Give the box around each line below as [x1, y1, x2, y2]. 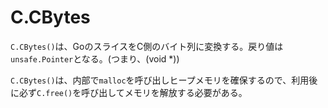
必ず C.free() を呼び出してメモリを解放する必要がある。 [18, 86, 248, 98]
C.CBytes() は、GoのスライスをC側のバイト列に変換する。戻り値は [10, 40, 284, 52]
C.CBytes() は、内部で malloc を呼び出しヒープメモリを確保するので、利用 [10, 74, 310, 86]
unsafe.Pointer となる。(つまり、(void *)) [10, 52, 180, 65]
